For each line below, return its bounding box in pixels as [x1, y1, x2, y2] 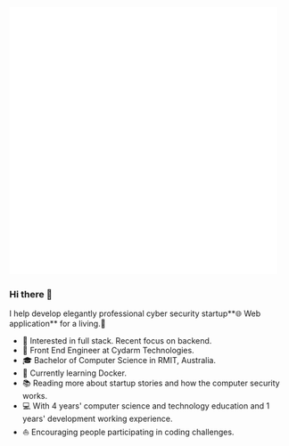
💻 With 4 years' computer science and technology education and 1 [21, 401, 270, 411]
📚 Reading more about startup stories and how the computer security [21, 377, 280, 389]
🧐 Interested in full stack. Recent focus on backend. [21, 336, 212, 346]
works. [21, 391, 47, 401]
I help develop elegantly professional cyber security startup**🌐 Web [9, 308, 261, 319]
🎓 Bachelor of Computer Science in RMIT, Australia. [21, 355, 217, 366]
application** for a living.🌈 [9, 319, 106, 329]
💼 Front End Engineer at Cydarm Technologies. [21, 345, 194, 356]
